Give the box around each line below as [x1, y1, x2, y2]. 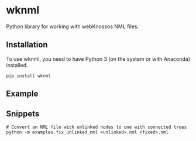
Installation [6, 40, 48, 50]
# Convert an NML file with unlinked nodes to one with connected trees [6, 124, 187, 130]
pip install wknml [6, 73, 51, 79]
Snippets [6, 109, 40, 119]
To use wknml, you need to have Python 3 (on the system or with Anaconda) [6, 55, 191, 62]
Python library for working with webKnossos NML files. [6, 23, 139, 30]
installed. [6, 61, 28, 68]
